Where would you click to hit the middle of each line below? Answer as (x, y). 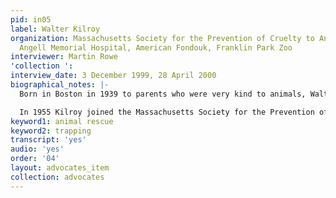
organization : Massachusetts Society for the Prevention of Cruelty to (162, 38)
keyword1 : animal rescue (62, 121)
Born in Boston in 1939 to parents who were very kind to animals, (163, 94)
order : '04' (35, 159)
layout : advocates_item (60, 168)
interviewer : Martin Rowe (64, 57)
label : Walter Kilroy (55, 29)
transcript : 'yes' (48, 140)
